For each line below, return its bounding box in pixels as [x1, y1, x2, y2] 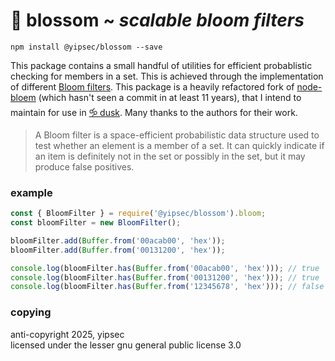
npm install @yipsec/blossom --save [10, 42, 163, 52]
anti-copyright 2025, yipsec [10, 328, 125, 340]
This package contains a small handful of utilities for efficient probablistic [10, 59, 313, 71]
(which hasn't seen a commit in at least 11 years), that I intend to [38, 91, 302, 103]
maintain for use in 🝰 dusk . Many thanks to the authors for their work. [10, 106, 298, 118]
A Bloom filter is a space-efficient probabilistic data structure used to [34, 129, 320, 141]
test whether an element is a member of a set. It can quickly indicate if [34, 139, 325, 151]
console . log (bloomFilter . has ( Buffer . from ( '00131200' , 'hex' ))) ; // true [10, 272, 320, 283]
